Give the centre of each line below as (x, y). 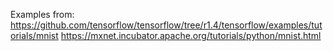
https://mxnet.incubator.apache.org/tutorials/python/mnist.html (191, 35)
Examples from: (42, 14)
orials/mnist (34, 35)
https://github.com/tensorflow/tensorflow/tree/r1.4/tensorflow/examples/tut (166, 25)
